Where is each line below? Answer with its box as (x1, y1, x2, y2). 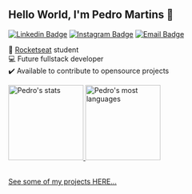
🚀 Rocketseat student (8, 45, 79, 55)
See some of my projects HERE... (8, 176, 118, 186)
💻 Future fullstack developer (8, 54, 104, 63)
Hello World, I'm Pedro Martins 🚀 (8, 8, 174, 22)
